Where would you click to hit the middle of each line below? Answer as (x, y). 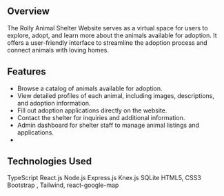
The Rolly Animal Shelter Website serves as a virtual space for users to (108, 28)
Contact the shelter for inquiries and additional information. (101, 117)
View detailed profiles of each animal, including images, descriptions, (116, 95)
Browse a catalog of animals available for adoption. (90, 88)
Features (27, 72)
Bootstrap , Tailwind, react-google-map (63, 185)
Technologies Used (49, 161)
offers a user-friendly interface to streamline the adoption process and (108, 42)
